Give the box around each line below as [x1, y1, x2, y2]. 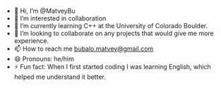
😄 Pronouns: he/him [13, 55, 74, 63]
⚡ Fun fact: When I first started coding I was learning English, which [13, 63, 211, 70]
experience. [13, 37, 49, 45]
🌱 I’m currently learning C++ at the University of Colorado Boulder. [13, 22, 208, 30]
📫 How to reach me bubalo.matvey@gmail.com [13, 44, 154, 53]
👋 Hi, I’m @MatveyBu [13, 7, 76, 15]
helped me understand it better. [13, 73, 106, 81]
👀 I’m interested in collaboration [13, 14, 107, 23]
